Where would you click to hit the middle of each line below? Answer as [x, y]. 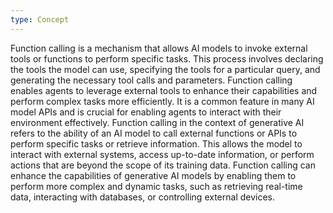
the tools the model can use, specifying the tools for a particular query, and [165, 69]
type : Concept [40, 19]
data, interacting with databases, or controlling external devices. [143, 197]
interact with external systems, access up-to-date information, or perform [162, 154]
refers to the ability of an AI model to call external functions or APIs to [154, 133]
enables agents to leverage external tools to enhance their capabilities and [164, 90]
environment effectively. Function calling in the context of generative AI [157, 122]
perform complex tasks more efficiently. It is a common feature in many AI [162, 101]
